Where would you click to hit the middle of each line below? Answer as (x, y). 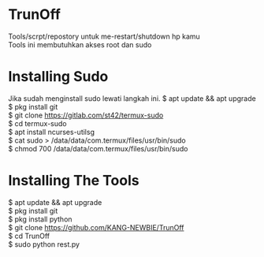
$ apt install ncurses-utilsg (51, 132)
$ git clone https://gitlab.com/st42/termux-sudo (86, 115)
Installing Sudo (58, 77)
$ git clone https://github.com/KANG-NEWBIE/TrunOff (96, 227)
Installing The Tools (74, 181)
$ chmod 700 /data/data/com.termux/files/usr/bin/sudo (98, 148)
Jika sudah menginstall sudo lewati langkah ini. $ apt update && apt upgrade (132, 98)
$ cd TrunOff (29, 236)
